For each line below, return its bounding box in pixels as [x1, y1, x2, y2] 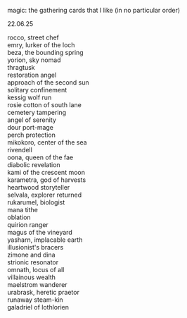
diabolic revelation [7, 161, 61, 169]
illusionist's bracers [7, 243, 64, 251]
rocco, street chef [7, 33, 60, 42]
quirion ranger [7, 221, 49, 228]
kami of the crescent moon [7, 169, 86, 176]
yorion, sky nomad [7, 56, 61, 64]
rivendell [7, 146, 33, 154]
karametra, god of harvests [7, 176, 86, 184]
